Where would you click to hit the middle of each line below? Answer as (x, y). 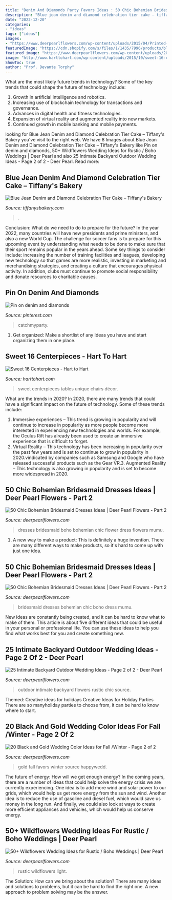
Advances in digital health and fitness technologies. (67, 114)
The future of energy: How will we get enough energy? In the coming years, (85, 777)
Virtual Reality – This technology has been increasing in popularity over (88, 447)
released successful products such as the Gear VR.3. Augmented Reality (89, 463)
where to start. (21, 710)
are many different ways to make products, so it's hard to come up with (88, 546)
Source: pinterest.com (29, 315)
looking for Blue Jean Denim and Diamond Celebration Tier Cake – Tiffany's (85, 134)
